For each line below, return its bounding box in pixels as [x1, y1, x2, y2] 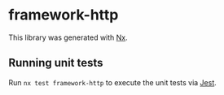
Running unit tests [8, 56, 103, 70]
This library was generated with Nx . [8, 32, 128, 42]
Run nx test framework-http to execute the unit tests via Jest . [8, 77, 217, 87]
